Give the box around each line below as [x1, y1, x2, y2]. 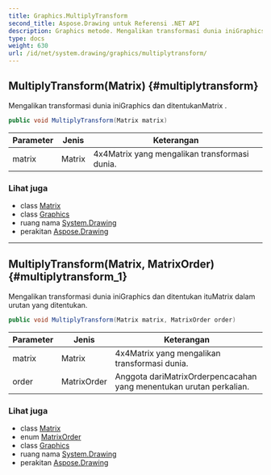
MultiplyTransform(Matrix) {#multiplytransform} [8, 79, 259, 93]
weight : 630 [8, 42, 48, 50]
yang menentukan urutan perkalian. [115, 380, 250, 392]
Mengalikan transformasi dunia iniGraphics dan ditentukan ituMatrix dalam [8, 292, 256, 301]
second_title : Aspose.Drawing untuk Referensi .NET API [8, 19, 200, 27]
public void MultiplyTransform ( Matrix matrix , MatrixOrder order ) [8, 316, 236, 324]
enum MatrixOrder [19, 431, 81, 441]
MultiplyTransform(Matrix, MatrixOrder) [8, 258, 215, 271]
